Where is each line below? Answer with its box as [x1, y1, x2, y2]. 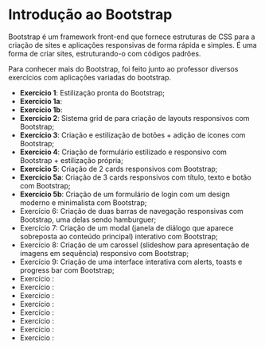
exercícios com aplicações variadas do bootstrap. [8, 72, 172, 82]
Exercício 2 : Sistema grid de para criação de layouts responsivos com [19, 113, 250, 122]
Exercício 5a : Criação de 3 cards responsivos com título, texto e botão [19, 173, 252, 182]
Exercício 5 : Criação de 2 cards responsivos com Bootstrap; [19, 164, 218, 173]
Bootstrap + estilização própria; [19, 155, 123, 165]
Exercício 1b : [19, 105, 63, 114]
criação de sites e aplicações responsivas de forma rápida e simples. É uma [8, 40, 257, 49]
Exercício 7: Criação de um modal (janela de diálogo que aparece [19, 223, 234, 232]
